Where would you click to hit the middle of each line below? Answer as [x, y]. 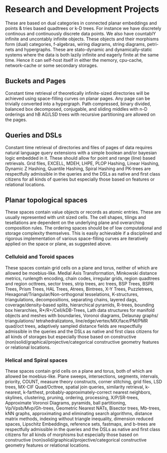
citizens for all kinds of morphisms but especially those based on [72, 435]
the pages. [16, 119]
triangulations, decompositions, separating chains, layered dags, [72, 299]
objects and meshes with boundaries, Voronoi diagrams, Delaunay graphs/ [82, 315]
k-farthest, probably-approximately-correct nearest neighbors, [87, 392]
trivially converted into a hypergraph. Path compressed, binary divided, [78, 104]
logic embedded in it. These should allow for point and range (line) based [80, 158]
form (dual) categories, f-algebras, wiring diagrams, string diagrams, [76, 44]
